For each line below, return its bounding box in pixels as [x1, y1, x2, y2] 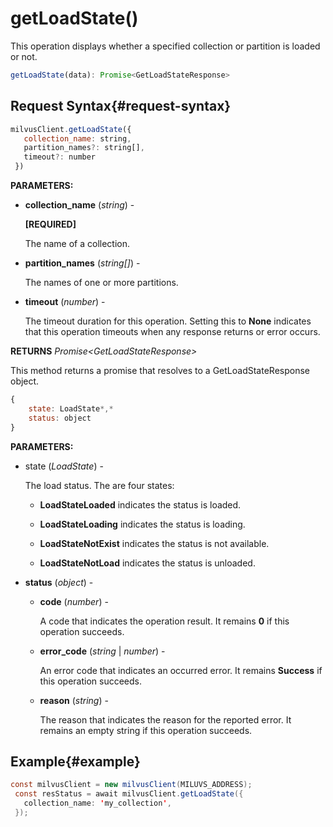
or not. [10, 50, 38, 62]
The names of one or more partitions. [24, 277, 179, 288]
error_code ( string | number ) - [39, 645, 166, 657]
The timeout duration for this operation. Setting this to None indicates [24, 315, 312, 327]
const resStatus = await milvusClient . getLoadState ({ [14, 789, 244, 799]
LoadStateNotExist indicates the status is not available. [39, 537, 270, 549]
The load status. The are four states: [24, 479, 175, 491]
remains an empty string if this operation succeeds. [39, 724, 253, 736]
